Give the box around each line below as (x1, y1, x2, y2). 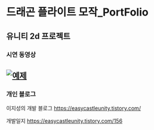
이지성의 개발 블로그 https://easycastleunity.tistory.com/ (6, 105, 141, 112)
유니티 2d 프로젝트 (6, 31, 70, 41)
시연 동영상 (6, 50, 36, 58)
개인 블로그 (6, 90, 36, 98)
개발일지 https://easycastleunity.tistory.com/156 (6, 117, 123, 125)
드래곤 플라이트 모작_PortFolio (6, 5, 149, 19)
